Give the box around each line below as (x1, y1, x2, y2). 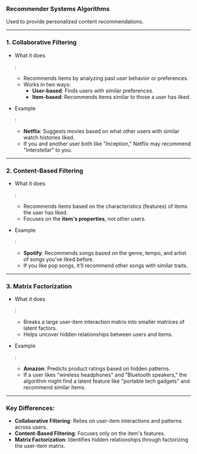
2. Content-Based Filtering (6, 167, 83, 175)
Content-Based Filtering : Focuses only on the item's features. (14, 430, 166, 437)
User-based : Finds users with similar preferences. (32, 87, 154, 94)
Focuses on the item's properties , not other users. (23, 215, 147, 222)
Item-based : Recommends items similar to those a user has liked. (32, 93, 191, 100)
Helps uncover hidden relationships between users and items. (23, 331, 173, 338)
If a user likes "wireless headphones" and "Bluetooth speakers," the (23, 372, 188, 379)
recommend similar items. (23, 384, 86, 391)
